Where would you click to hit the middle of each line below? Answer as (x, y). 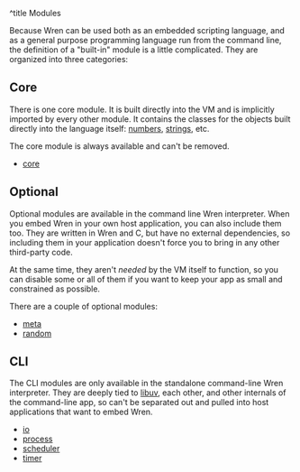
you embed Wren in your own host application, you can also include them (145, 223)
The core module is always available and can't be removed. (119, 146)
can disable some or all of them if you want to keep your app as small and (146, 279)
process (37, 439)
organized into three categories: (69, 59)
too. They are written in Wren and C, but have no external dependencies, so (150, 233)
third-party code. (41, 252)
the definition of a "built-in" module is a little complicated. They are (134, 50)
